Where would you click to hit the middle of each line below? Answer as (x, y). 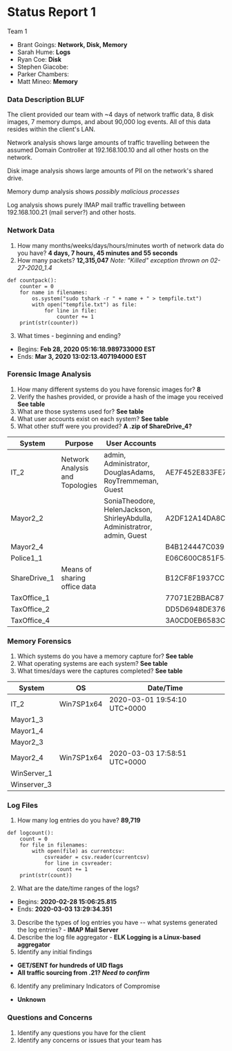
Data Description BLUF (46, 99)
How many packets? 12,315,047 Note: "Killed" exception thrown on (113, 260)
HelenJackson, (128, 509)
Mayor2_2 (27, 518)
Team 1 (17, 31)
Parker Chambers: (43, 74)
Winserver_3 (31, 785)
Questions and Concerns (50, 1018)
